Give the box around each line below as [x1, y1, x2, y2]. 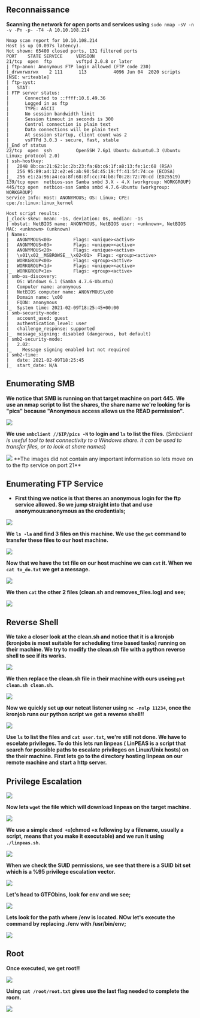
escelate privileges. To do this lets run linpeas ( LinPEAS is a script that [6, 740, 186, 747]
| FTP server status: [6, 90, 60, 96]
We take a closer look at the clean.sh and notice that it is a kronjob [6, 633, 175, 640]
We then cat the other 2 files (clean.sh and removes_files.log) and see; [6, 589, 186, 596]
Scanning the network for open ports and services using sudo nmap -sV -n [6, 20, 195, 28]
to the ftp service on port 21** [6, 461, 81, 469]
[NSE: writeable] [6, 74, 50, 80]
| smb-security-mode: [6, 310, 60, 316]
